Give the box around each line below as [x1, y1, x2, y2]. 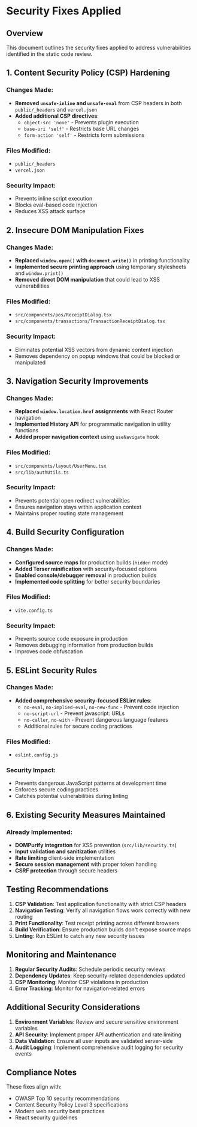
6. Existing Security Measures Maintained [6, 809, 166, 820]
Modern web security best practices [14, 1108, 105, 1115]
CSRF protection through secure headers [14, 867, 118, 874]
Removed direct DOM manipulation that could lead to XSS [14, 276, 160, 283]
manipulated [14, 358, 46, 366]
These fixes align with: [6, 1083, 62, 1090]
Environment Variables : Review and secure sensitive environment [14, 1018, 178, 1025]
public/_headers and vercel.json [14, 106, 98, 113]
